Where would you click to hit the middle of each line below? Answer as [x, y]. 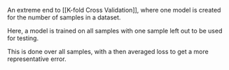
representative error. [37, 59]
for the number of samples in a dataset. [64, 17]
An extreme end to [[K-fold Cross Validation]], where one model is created [114, 10]
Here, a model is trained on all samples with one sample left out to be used [115, 31]
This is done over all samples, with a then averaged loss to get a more [108, 52]
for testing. [23, 38]
